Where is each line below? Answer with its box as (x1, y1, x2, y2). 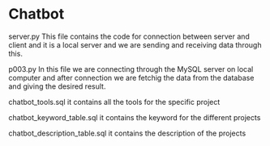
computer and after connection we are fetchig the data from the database (8, 73, 255, 82)
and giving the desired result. (8, 81, 106, 91)
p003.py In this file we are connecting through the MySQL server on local (8, 64, 254, 73)
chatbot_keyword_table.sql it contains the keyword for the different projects (8, 112, 261, 122)
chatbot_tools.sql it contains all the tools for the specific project (8, 97, 221, 106)
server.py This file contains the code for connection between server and (8, 31, 250, 41)
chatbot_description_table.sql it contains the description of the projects (8, 128, 246, 138)
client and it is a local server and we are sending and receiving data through (8, 40, 262, 49)
